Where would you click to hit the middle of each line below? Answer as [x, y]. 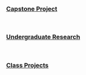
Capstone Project [32, 9]
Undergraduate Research [43, 37]
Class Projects [27, 65]
